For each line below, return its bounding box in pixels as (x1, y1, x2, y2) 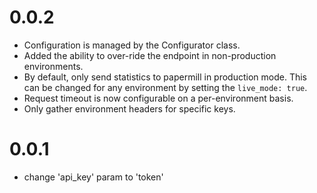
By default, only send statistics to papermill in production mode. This (23, 71, 307, 83)
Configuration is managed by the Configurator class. (23, 39, 241, 51)
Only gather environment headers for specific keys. (23, 102, 236, 115)
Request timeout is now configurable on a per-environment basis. (23, 92, 294, 104)
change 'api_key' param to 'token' (23, 171, 164, 183)
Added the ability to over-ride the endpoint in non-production (23, 49, 277, 61)
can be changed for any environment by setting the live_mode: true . (23, 81, 308, 93)
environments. (23, 60, 84, 72)
